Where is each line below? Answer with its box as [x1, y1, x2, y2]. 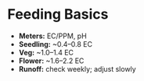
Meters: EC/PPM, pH [18, 31, 87, 40]
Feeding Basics [7, 5, 109, 23]
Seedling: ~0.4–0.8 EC [18, 39, 93, 48]
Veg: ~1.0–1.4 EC [18, 48, 74, 57]
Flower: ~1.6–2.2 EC [18, 56, 85, 65]
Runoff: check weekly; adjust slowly [18, 64, 136, 73]
